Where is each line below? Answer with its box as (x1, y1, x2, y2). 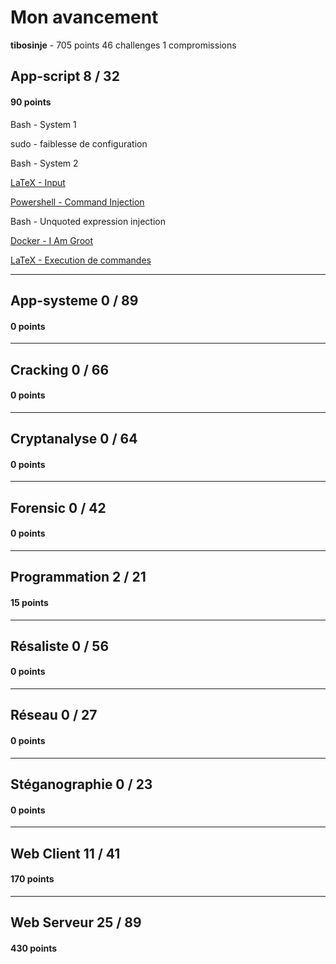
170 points (10, 873, 55, 885)
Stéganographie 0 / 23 (10, 776, 153, 793)
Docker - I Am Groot (10, 234, 94, 246)
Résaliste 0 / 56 (10, 637, 110, 655)
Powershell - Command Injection (10, 196, 145, 208)
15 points (10, 596, 49, 608)
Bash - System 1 (10, 118, 77, 130)
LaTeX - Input (10, 176, 66, 188)
